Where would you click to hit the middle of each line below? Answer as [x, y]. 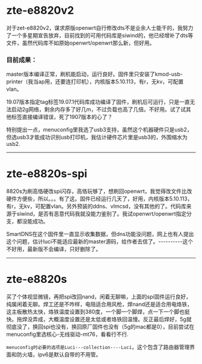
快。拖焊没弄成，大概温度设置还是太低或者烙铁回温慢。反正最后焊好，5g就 [99, 320]
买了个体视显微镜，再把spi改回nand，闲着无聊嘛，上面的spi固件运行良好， [99, 297]
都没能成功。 [32, 221]
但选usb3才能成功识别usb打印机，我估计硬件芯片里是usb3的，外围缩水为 [97, 137]
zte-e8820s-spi [47, 174]
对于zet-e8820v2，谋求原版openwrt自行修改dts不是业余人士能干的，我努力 [100, 28]
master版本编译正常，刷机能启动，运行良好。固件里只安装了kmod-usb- [95, 74]
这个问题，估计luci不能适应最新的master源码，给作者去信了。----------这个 [100, 241]
